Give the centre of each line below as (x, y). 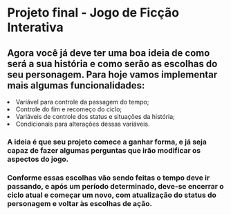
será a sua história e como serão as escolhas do (112, 64)
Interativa (35, 27)
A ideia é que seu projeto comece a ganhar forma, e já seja (107, 142)
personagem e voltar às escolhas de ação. (80, 203)
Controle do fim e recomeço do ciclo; (69, 109)
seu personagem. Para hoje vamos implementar (112, 74)
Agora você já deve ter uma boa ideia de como (109, 53)
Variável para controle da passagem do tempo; (83, 102)
